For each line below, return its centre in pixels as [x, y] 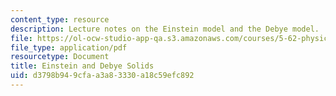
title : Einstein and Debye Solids [82, 66]
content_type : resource [60, 19]
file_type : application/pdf [69, 47]
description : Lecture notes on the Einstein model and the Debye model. [165, 29]
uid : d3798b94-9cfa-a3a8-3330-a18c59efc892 [102, 76]
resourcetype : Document [60, 57]
